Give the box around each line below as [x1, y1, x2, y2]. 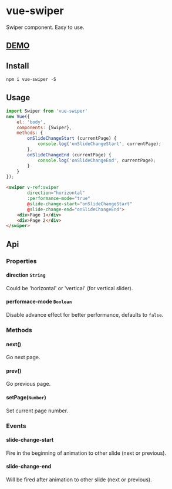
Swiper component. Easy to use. [6, 24, 85, 31]
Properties [6, 257, 37, 265]
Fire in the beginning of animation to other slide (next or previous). [6, 449, 166, 457]
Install [6, 61, 29, 71]
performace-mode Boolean [6, 298, 72, 305]
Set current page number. [6, 407, 69, 414]
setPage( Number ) [6, 393, 47, 401]
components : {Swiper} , [16, 124, 72, 130]
